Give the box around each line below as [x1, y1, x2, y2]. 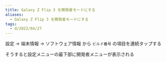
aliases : [5, 12, 24, 17]
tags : [5, 21, 17, 27]
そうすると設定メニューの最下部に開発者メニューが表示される [5, 51, 135, 57]
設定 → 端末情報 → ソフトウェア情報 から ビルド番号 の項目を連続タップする [5, 41, 161, 47]
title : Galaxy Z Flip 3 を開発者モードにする [5, 7, 95, 13]
